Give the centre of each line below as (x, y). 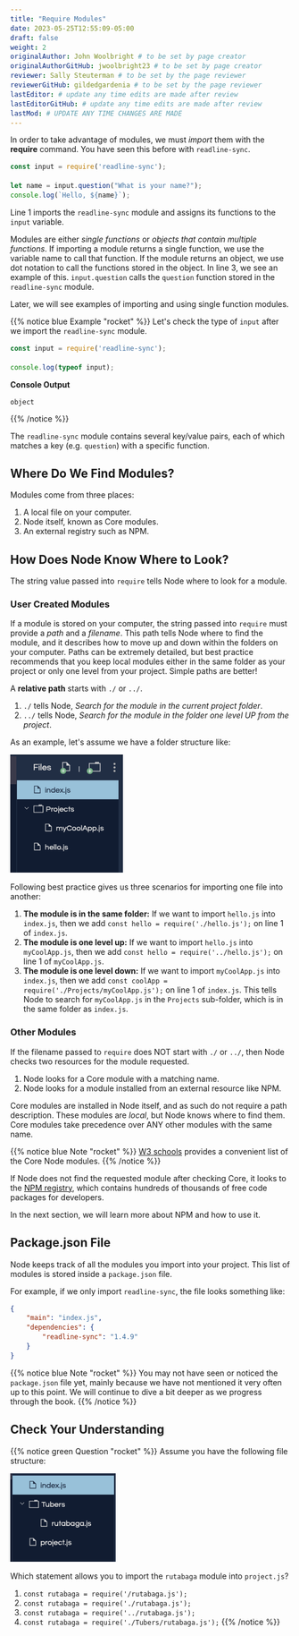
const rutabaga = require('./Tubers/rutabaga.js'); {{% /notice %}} (151, 1622)
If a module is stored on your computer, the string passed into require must (149, 624)
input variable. (37, 222)
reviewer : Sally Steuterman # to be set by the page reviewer (128, 76)
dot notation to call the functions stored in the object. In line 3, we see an (144, 268)
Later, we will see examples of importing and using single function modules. (149, 303)
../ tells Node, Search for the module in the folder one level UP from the (156, 715)
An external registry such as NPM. (86, 532)
